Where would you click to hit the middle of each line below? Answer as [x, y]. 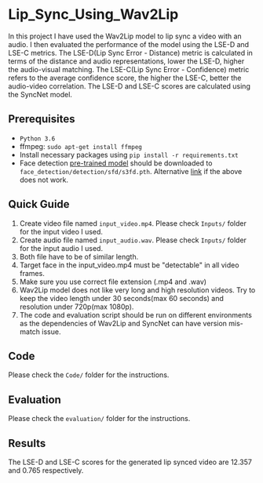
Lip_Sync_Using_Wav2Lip [93, 15]
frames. [32, 273]
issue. [51, 332]
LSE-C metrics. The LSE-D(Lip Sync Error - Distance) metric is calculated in [131, 53]
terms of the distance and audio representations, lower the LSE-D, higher [126, 61]
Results [27, 443]
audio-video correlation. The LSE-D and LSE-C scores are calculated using [130, 86]
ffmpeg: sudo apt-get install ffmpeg [81, 146]
